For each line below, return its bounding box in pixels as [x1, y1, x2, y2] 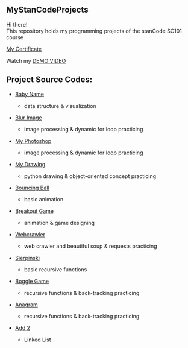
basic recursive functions [23, 265, 87, 273]
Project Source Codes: [6, 75, 93, 85]
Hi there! [6, 21, 28, 28]
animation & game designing [23, 219, 95, 226]
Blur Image [14, 114, 42, 121]
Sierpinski [14, 254, 40, 261]
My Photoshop [14, 137, 52, 144]
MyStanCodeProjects [6, 5, 89, 15]
